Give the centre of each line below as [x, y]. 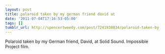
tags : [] [14, 23]
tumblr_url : [17, 28]
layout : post [18, 9]
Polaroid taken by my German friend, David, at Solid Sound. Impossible [77, 41]
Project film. [17, 47]
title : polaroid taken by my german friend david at [60, 14]
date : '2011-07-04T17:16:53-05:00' [41, 18]
